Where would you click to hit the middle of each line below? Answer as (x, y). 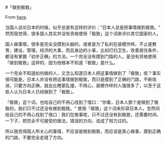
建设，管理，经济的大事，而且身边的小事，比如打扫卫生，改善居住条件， (87, 50)
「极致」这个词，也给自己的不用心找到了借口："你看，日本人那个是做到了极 (82, 102)
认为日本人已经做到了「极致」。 (45, 92)
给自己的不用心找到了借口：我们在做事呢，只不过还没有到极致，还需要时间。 (83, 115)
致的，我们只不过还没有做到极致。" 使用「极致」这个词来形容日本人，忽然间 (83, 108)
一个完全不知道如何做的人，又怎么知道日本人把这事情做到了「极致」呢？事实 (83, 73)
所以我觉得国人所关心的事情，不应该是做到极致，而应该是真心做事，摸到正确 (83, 131)
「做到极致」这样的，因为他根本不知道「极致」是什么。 (61, 63)
